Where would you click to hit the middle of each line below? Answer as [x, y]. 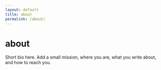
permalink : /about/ [25, 19]
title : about [19, 14]
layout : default [22, 10]
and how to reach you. [28, 63]
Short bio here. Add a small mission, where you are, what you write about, [81, 57]
